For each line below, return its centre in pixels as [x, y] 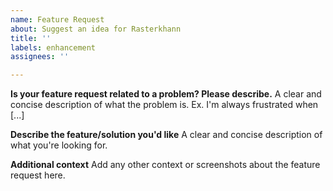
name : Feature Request [57, 19]
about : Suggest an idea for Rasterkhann [96, 29]
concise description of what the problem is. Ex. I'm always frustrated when [164, 105]
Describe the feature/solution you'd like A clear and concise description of [166, 135]
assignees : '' [40, 57]
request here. [38, 175]
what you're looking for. [59, 145]
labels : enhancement [53, 47]
